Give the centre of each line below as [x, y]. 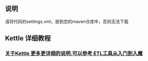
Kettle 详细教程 [28, 38]
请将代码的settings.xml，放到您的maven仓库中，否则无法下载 [67, 21]
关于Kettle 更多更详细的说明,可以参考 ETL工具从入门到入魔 [74, 54]
